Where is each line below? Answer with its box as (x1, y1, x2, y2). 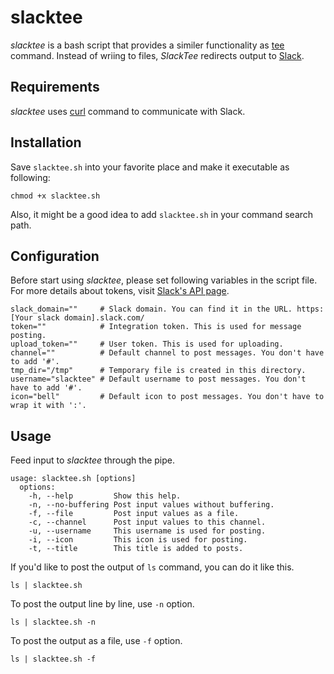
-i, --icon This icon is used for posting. (28, 535, 248, 545)
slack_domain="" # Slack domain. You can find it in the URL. (10, 304, 293, 315)
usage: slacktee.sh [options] (10, 474, 137, 484)
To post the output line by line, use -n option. (10, 598, 195, 610)
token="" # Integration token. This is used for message (10, 322, 302, 332)
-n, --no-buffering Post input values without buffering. (28, 500, 275, 510)
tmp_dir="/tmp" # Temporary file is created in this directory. (10, 366, 307, 376)
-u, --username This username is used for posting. (28, 526, 267, 536)
